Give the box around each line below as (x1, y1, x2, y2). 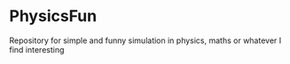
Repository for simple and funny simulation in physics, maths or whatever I (9, 35, 282, 46)
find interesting (9, 44, 65, 54)
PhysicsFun (9, 6, 98, 26)
